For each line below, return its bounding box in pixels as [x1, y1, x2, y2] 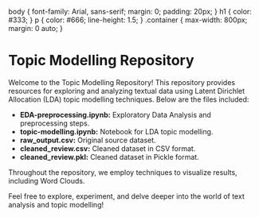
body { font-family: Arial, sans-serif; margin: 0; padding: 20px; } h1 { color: [8, 7, 253, 16]
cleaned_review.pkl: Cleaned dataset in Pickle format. [19, 152, 199, 161]
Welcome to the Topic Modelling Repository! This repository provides [8, 77, 236, 87]
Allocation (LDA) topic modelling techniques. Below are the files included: [8, 95, 249, 104]
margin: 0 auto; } [8, 24, 64, 33]
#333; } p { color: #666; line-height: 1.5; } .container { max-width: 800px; [8, 15, 248, 25]
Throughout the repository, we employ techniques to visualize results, [8, 167, 237, 177]
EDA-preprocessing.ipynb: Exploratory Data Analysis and [19, 110, 211, 119]
